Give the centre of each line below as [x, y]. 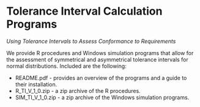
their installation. [36, 84]
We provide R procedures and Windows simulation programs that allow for [100, 53]
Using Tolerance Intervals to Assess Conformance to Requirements [91, 41]
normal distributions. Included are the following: [66, 66]
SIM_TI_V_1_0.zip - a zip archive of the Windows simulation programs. [102, 97]
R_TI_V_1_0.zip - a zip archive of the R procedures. [78, 90]
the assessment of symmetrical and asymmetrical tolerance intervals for [97, 59]
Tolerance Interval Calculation [84, 11]
